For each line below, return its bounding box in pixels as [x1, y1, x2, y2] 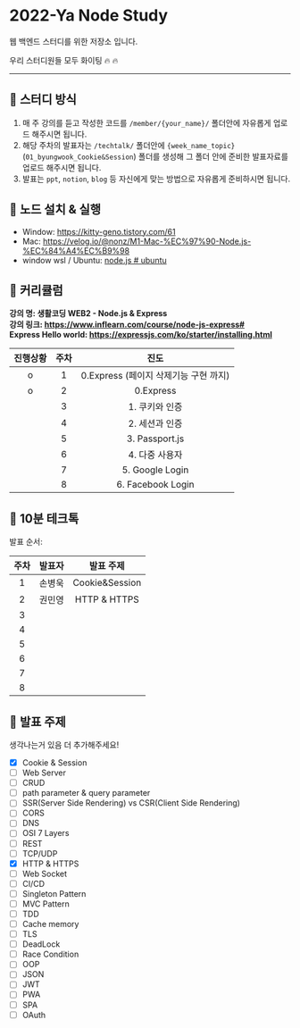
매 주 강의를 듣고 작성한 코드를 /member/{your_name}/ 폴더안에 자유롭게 [21, 117, 271, 128]
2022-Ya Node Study [9, 5, 168, 26]
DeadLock [21, 939, 61, 949]
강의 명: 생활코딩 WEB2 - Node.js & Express [9, 308, 168, 319]
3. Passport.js [126, 432, 185, 445]
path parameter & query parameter [21, 788, 151, 798]
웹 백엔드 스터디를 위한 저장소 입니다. [9, 36, 138, 46]
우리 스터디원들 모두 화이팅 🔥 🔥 [9, 54, 119, 65]
